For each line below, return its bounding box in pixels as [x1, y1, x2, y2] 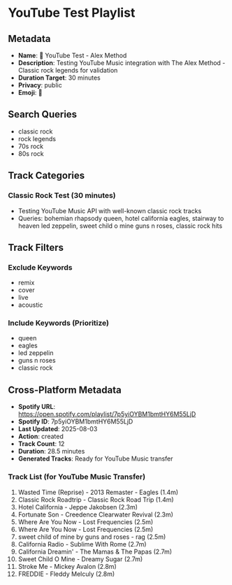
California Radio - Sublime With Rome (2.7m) [17, 540, 147, 548]
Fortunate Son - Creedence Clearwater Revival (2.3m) [17, 510, 174, 519]
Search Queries [8, 108, 78, 120]
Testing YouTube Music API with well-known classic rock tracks [17, 206, 202, 215]
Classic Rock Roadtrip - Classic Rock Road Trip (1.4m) [17, 495, 174, 504]
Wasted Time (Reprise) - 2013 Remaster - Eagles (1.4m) [17, 488, 179, 496]
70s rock [17, 142, 44, 150]
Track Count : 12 [17, 440, 65, 448]
